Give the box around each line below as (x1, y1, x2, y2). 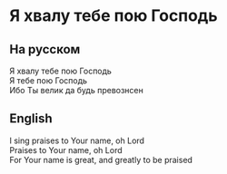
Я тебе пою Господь (9, 75, 88, 86)
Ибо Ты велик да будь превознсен (9, 85, 143, 95)
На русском (9, 42, 81, 57)
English (9, 111, 53, 127)
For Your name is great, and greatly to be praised (9, 154, 193, 165)
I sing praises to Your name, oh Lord (9, 135, 145, 146)
